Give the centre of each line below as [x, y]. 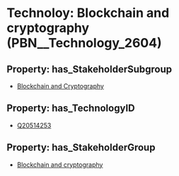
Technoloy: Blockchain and [88, 13]
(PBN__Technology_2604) [84, 43]
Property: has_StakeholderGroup [81, 147]
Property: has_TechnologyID [71, 108]
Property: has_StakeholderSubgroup [89, 69]
